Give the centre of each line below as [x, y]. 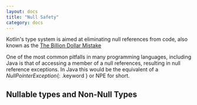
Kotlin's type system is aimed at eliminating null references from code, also [97, 40]
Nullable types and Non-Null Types [71, 94]
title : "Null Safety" [33, 17]
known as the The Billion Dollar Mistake [54, 45]
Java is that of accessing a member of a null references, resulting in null [93, 63]
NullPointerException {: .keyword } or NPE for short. [68, 76]
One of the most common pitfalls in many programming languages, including [99, 57]
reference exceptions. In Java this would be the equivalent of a [82, 70]
